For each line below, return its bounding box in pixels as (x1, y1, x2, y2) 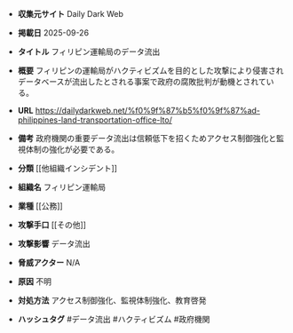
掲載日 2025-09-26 (17, 28, 90, 38)
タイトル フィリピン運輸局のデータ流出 (17, 46, 161, 57)
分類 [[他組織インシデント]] (17, 163, 118, 173)
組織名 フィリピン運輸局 (17, 182, 107, 192)
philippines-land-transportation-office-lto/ (17, 115, 173, 125)
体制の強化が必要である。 (25, 144, 120, 155)
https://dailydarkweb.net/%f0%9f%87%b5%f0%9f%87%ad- (35, 106, 260, 115)
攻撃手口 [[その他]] (17, 219, 87, 230)
